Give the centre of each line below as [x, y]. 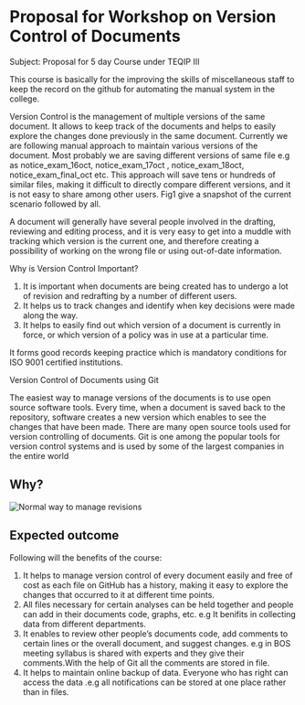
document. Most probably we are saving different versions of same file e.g [150, 155]
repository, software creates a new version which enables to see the [138, 417]
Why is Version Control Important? [74, 268]
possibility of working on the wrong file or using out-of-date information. [146, 251]
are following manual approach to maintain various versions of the [134, 145]
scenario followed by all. [55, 204]
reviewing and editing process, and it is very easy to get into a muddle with [151, 231]
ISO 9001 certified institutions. [66, 362]
